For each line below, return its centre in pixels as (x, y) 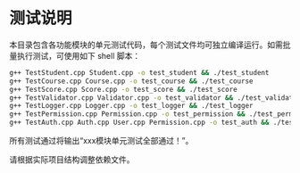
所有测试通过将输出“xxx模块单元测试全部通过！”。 (101, 141)
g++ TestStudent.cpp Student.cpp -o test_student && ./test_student (139, 72)
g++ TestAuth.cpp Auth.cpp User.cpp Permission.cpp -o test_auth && (139, 123)
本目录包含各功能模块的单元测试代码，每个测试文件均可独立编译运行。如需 (146, 45)
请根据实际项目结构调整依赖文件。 (72, 160)
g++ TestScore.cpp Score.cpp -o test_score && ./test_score (124, 89)
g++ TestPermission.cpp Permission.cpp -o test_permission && (127, 114)
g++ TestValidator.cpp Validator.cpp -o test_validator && (121, 98)
